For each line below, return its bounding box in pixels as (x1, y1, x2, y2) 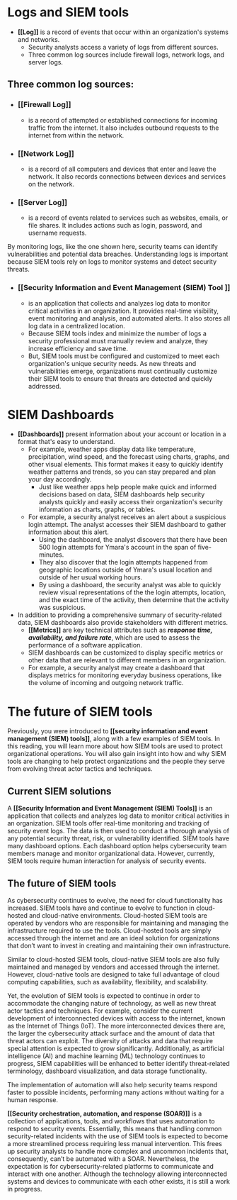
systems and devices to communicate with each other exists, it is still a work (7, 1177, 230, 1186)
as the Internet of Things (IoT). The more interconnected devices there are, (7, 1022, 226, 1030)
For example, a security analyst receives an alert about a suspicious (28, 513, 226, 521)
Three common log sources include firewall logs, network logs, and (28, 50, 225, 59)
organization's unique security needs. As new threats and (28, 359, 197, 367)
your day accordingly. (28, 475, 92, 484)
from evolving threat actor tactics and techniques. (7, 765, 154, 773)
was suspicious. (38, 604, 86, 612)
